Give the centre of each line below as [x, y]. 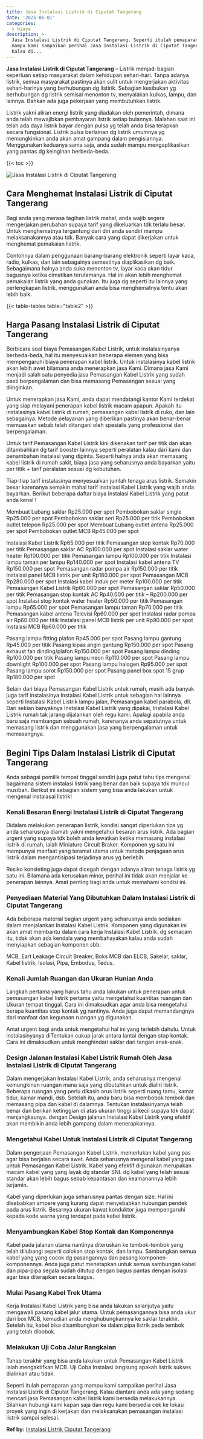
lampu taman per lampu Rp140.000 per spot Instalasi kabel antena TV [93, 562]
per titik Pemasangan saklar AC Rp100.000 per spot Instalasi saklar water [97, 549]
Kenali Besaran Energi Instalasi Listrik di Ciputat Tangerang [95, 812]
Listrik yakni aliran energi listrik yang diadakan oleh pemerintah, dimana [95, 112]
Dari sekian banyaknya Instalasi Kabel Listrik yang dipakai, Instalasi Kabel [98, 708]
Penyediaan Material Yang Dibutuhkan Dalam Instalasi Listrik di [101, 898]
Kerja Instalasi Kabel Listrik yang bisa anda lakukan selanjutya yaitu [90, 1306]
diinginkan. [20, 387]
